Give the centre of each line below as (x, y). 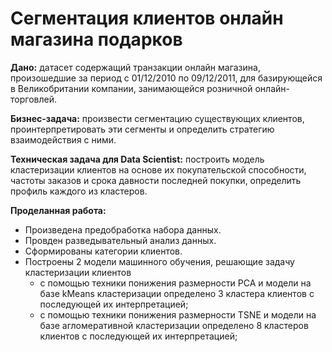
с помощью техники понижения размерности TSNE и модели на (178, 314)
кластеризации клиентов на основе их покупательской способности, (158, 169)
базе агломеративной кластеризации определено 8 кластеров (174, 325)
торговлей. (33, 99)
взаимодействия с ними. (63, 139)
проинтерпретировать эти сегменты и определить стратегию (142, 129)
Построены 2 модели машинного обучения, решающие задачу (159, 261)
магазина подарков (96, 39)
